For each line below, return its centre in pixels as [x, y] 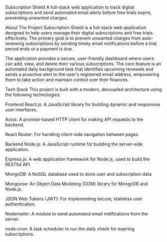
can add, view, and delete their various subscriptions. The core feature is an [83, 64]
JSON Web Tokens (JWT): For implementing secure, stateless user [74, 199]
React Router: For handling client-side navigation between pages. [72, 134]
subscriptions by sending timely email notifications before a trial [91, 43]
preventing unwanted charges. [37, 18]
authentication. [21, 204]
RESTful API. [18, 164]
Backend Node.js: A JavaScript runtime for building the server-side [74, 144]
